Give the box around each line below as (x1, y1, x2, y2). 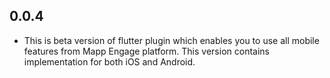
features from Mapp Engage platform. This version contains (23, 45, 270, 57)
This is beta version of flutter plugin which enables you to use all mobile (23, 34, 320, 46)
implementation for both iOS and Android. (23, 55, 196, 68)
